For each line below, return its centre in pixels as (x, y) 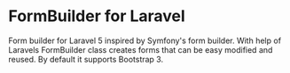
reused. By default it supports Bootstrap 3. (86, 59)
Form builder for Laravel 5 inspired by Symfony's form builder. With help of (145, 40)
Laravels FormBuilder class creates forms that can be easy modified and (141, 49)
